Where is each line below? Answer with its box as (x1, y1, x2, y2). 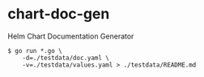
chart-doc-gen (7, 5, 110, 23)
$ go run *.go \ (7, 47, 62, 55)
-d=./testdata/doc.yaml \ (22, 54, 110, 62)
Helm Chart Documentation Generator (7, 31, 134, 41)
